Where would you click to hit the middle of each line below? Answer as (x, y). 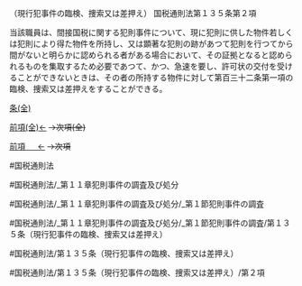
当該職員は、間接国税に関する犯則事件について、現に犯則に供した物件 (139, 32)
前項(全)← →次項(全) (48, 127)
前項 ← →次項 (40, 146)
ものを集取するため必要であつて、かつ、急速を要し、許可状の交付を (151, 66)
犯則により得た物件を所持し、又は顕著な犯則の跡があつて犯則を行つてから (155, 44)
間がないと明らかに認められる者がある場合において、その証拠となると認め (147, 55)
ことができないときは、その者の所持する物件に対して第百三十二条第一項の (155, 78)
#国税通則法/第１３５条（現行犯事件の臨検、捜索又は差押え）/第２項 (137, 272)
